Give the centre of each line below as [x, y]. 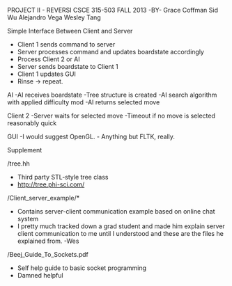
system [28, 219]
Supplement [25, 150]
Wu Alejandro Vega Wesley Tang [54, 17]
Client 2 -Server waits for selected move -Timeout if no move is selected [111, 116]
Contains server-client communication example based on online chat [116, 211]
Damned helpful [40, 275]
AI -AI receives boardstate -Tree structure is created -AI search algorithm [112, 95]
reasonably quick [32, 123]
